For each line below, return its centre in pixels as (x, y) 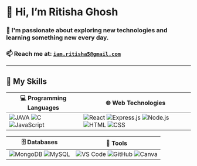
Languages (43, 108)
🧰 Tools (117, 143)
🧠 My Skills (26, 81)
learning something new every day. (57, 38)
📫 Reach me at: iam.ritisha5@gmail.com (64, 54)
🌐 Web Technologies (136, 103)
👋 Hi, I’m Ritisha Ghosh (62, 12)
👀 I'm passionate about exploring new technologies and (87, 31)
